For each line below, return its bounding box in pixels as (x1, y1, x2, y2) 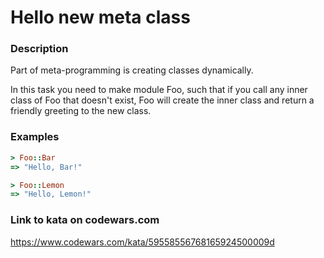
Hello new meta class (10, 6, 191, 29)
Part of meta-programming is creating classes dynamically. (10, 64, 254, 76)
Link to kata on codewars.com (10, 213, 160, 227)
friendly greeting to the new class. (10, 105, 152, 117)
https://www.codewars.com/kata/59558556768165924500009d (10, 236, 275, 248)
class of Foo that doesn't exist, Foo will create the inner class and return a (10, 94, 315, 106)
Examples (10, 130, 60, 144)
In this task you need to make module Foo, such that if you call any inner (10, 84, 308, 96)
